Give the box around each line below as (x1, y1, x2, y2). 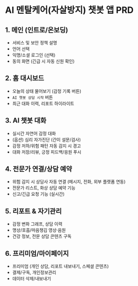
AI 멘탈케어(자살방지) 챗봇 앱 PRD (5, 4, 134, 16)
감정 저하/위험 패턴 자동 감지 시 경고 (12, 143, 81, 149)
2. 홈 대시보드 (5, 74, 44, 82)
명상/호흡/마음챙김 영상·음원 (12, 227, 66, 233)
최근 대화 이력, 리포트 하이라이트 (12, 100, 74, 106)
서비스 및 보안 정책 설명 (12, 40, 58, 45)
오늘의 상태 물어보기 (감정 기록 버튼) (12, 88, 81, 94)
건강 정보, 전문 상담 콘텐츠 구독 (12, 233, 71, 240)
